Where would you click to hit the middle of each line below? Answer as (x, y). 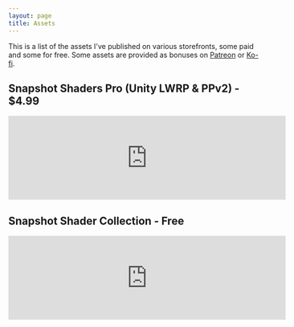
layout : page (30, 16)
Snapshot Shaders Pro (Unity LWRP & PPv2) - (124, 88)
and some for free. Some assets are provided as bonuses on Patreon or (127, 55)
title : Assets (32, 23)
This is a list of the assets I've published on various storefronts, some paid (131, 46)
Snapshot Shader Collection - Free (96, 221)
